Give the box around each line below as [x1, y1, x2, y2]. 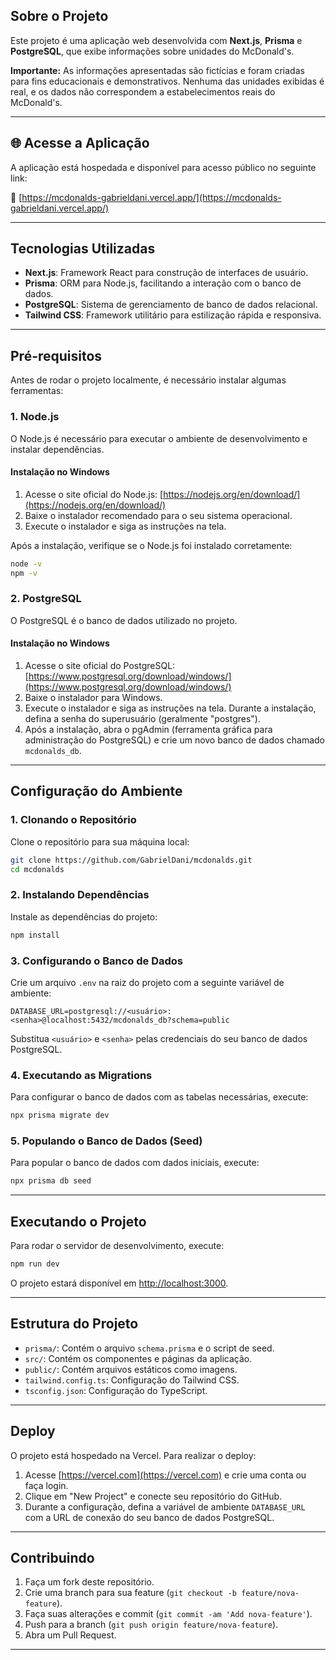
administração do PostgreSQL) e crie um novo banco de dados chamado [24, 734, 326, 746]
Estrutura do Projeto [10, 1315, 139, 1333]
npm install [10, 930, 60, 940]
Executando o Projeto [10, 1213, 147, 1230]
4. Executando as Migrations [10, 1068, 153, 1082]
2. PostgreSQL [10, 592, 82, 606]
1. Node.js [10, 410, 60, 424]
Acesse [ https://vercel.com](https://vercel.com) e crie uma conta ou [24, 1469, 307, 1481]
